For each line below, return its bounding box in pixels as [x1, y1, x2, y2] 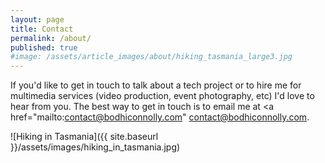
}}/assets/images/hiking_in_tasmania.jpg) [10, 141, 181, 153]
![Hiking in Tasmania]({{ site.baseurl [10, 131, 159, 143]
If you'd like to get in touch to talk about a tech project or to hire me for [10, 79, 302, 91]
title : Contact [10, 24, 74, 34]
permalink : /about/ [10, 33, 92, 43]
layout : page [10, 14, 65, 25]
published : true [10, 42, 78, 53]
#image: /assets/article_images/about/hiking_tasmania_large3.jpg [10, 52, 293, 62]
